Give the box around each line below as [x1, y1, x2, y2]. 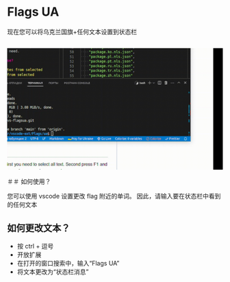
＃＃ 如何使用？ [7, 177, 51, 185]
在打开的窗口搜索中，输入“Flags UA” [16, 259, 120, 267]
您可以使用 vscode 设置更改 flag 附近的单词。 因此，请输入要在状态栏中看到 [7, 192, 221, 200]
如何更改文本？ [7, 222, 71, 234]
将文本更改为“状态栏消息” [16, 268, 89, 276]
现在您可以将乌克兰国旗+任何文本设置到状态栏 [7, 27, 138, 36]
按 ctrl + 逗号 [16, 242, 54, 250]
